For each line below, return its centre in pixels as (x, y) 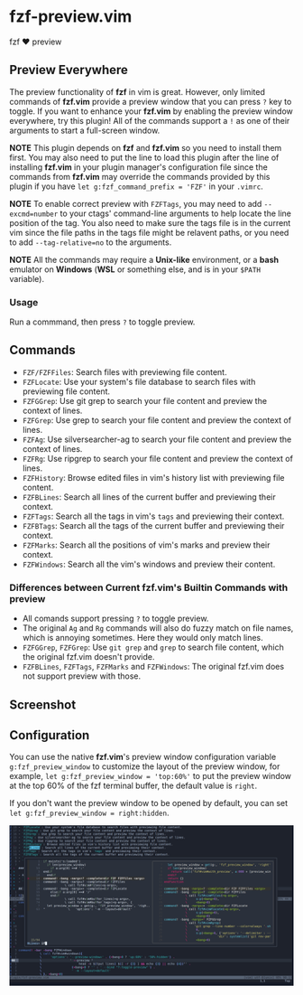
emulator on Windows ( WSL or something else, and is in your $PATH (135, 269)
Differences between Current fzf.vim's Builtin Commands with (149, 587)
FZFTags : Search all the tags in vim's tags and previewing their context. (153, 516)
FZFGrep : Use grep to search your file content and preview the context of (156, 420)
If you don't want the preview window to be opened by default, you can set (149, 803)
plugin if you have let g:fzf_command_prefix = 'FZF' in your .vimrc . (136, 186)
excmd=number (34, 214)
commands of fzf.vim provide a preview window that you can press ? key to (151, 101)
